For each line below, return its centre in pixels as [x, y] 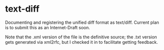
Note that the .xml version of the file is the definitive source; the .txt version [81, 37]
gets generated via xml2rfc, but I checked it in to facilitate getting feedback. [82, 42]
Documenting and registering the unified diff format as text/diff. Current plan [82, 22]
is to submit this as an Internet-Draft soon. [47, 27]
